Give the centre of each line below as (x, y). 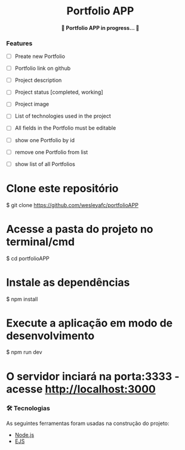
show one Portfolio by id (45, 140)
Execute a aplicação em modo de (90, 323)
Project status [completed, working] (59, 92)
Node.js (24, 434)
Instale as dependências (68, 282)
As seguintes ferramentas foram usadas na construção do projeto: (88, 423)
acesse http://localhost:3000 (81, 389)
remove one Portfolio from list (51, 152)
